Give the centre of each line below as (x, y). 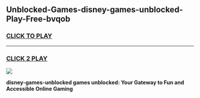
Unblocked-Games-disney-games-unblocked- (95, 10)
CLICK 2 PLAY (27, 58)
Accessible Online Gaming (40, 88)
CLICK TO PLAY (29, 36)
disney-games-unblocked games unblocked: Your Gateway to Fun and (95, 82)
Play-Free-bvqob (38, 19)
